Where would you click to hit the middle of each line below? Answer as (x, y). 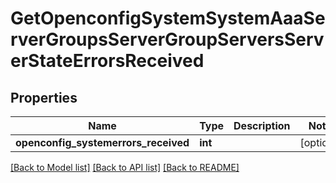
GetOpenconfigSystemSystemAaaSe (168, 18)
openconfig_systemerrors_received (102, 142)
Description (262, 125)
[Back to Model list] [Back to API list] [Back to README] (125, 167)
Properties (44, 97)
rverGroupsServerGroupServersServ (167, 39)
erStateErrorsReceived (107, 61)
